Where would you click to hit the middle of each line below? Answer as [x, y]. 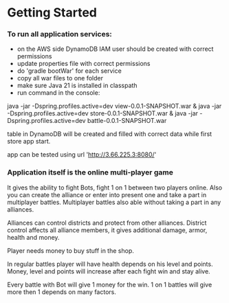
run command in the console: [58, 93]
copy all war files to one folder [60, 78]
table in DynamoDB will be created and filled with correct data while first [109, 134]
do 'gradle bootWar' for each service [69, 71]
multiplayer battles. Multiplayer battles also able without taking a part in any [114, 202]
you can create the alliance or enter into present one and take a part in [107, 194]
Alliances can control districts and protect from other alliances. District [107, 223]
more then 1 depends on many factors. [62, 292]
